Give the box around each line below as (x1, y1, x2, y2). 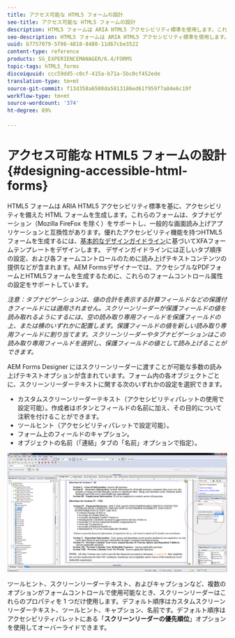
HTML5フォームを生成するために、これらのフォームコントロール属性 (25, 271, 223, 280)
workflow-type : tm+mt (7, 92, 70, 99)
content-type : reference (7, 48, 79, 55)
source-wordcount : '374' (7, 100, 79, 107)
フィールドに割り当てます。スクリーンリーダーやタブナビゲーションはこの (13, 330, 226, 338)
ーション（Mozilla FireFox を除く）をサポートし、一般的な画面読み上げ (7, 219, 211, 227)
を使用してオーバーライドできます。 (7, 623, 111, 632)
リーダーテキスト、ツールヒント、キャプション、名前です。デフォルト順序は (7, 606, 226, 614)
